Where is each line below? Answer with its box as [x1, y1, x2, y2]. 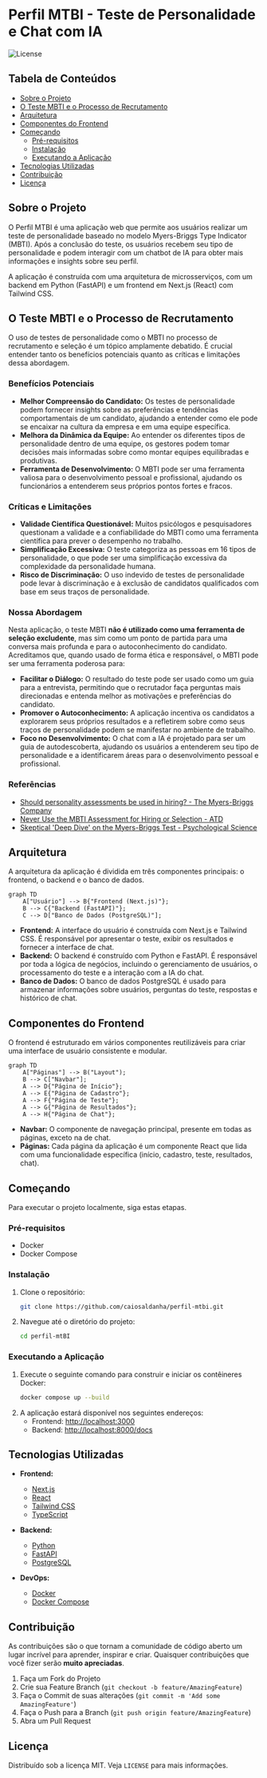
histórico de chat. [19, 993, 78, 1003]
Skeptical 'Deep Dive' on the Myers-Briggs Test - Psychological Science [19, 822, 257, 832]
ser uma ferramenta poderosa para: [8, 659, 125, 668]
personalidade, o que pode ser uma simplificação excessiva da [19, 553, 227, 562]
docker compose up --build [19, 1394, 110, 1402]
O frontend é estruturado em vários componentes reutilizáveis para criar [8, 1038, 246, 1047]
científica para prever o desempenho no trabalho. [19, 536, 183, 546]
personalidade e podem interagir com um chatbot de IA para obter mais [8, 247, 244, 257]
